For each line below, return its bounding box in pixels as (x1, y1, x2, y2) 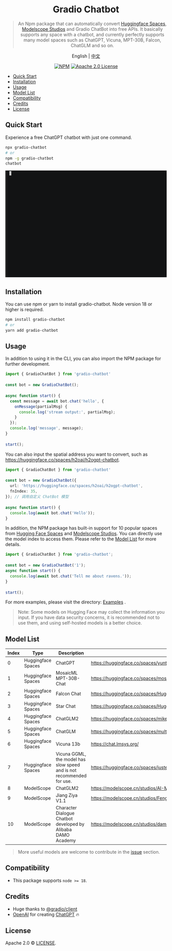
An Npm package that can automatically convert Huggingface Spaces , (18, 21, 167, 27)
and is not (55, 767, 77, 773)
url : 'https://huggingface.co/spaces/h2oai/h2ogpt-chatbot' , (10, 483, 143, 489)
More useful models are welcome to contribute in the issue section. (17, 848, 160, 855)
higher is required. (5, 306, 44, 312)
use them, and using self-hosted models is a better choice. (17, 620, 142, 626)
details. (5, 541, 21, 548)
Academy (55, 837, 76, 844)
